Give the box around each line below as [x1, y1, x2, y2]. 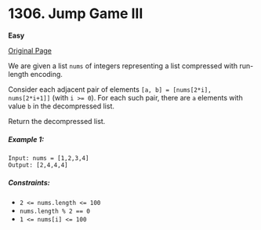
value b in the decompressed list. [8, 101, 115, 111]
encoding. [30, 69, 63, 78]
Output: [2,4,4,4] [8, 161, 68, 169]
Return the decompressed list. [8, 116, 106, 126]
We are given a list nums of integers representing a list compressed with [8, 60, 237, 71]
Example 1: [8, 134, 45, 144]
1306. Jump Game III [8, 5, 143, 23]
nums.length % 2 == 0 [19, 207, 90, 215]
